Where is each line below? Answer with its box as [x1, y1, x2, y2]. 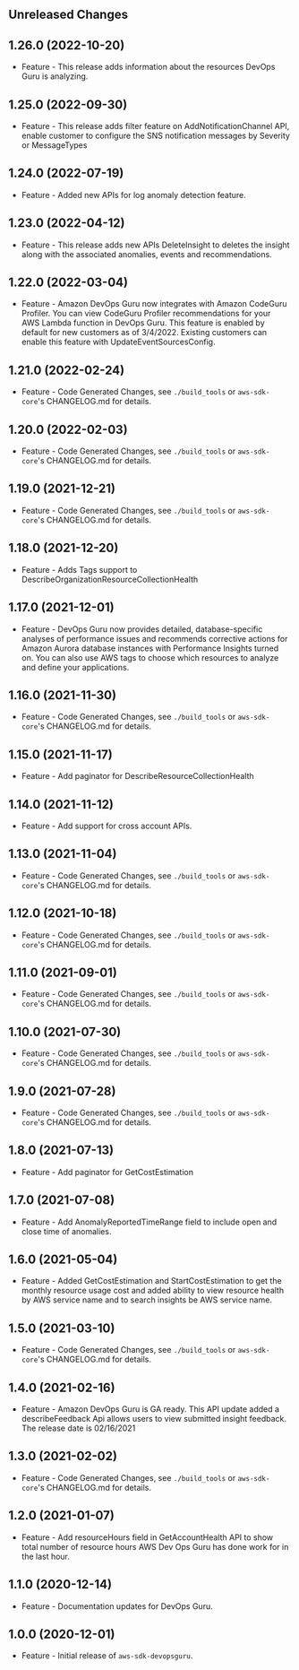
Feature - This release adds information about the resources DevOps [21, 62, 276, 73]
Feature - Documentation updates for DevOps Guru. [21, 1600, 213, 1612]
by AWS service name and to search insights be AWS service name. [21, 1294, 272, 1305]
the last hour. [21, 1551, 71, 1562]
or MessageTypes [21, 140, 88, 151]
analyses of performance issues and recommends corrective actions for [21, 633, 288, 644]
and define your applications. [21, 662, 130, 672]
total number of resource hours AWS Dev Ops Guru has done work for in [21, 1541, 289, 1552]
